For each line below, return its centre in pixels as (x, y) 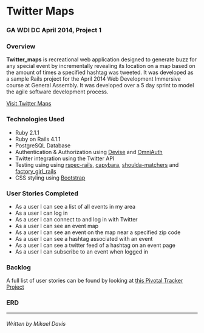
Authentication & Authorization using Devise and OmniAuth (89, 152)
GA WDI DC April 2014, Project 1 (54, 30)
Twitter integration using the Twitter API (65, 158)
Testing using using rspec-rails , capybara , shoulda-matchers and (97, 164)
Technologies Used (36, 119)
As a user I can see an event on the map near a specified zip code (98, 232)
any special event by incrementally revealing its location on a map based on (101, 66)
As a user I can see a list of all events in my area (75, 207)
